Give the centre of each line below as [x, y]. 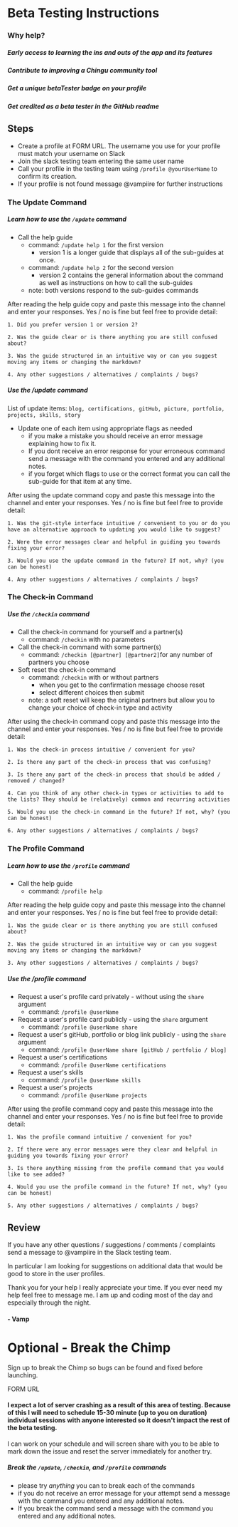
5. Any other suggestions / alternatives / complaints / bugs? [103, 1206]
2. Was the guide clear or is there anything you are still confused [113, 337]
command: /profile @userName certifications [97, 1065]
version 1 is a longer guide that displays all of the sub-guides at [131, 252]
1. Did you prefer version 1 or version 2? [73, 325]
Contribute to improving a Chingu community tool [82, 71]
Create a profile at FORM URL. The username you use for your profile [119, 146]
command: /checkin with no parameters [87, 640]
